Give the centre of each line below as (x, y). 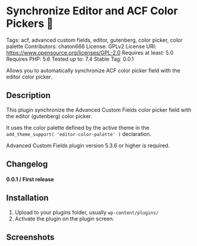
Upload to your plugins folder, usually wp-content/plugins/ (87, 212)
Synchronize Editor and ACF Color (92, 11)
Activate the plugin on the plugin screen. (65, 219)
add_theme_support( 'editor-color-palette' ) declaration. (79, 134)
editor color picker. (29, 77)
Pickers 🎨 (30, 23)
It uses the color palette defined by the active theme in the (78, 127)
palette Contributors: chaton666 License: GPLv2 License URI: (81, 46)
